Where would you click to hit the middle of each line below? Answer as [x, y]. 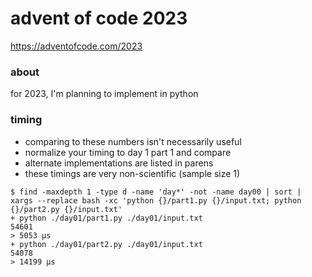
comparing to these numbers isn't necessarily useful [133, 141]
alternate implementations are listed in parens [119, 163]
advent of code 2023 [99, 18]
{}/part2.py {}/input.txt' [66, 209]
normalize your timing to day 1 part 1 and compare [128, 152]
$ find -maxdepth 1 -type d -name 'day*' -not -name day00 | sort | [156, 192]
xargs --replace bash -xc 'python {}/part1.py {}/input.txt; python [156, 200]
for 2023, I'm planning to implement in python [104, 94]
